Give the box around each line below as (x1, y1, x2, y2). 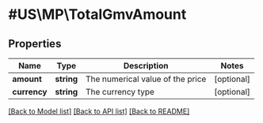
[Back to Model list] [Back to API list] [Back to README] (8, 106, 190, 116)
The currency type (86, 87, 154, 97)
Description (123, 61, 169, 71)
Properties (8, 37, 62, 50)
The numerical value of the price (86, 73, 207, 84)
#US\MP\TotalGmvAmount (8, 6, 187, 24)
